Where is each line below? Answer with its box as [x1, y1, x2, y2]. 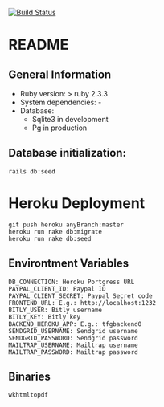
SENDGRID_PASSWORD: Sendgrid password [8, 334, 138, 342]
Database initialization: [8, 146, 127, 160]
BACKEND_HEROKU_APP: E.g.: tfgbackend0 [8, 319, 142, 328]
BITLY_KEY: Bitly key [8, 313, 81, 321]
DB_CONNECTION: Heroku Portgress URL [8, 278, 135, 286]
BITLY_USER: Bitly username [8, 306, 103, 314]
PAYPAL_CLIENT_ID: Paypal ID [8, 285, 106, 293]
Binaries [8, 369, 51, 383]
